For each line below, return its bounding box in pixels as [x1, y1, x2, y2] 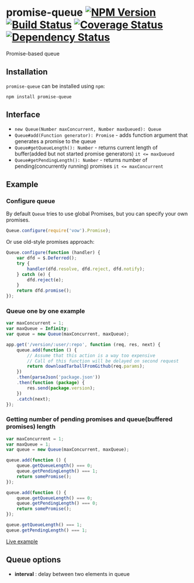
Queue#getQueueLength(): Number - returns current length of [14, 144, 158, 151]
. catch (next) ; [16, 396, 51, 402]
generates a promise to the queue [14, 137, 96, 144]
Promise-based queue [6, 50, 60, 57]
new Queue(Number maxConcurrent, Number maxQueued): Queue [14, 126, 162, 132]
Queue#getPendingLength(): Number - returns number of [14, 156, 148, 163]
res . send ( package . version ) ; [27, 385, 95, 391]
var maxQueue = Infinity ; [6, 326, 69, 332]
